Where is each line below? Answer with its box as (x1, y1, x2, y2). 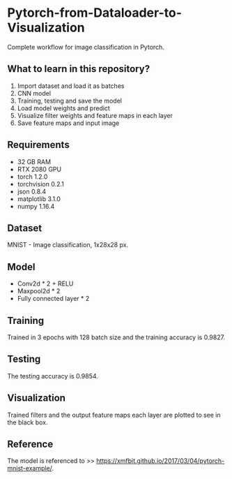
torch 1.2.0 (17, 172, 48, 181)
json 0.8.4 (17, 187, 47, 196)
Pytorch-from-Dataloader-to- (7, 5, 183, 21)
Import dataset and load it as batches (17, 82, 125, 90)
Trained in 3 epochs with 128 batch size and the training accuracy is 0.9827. (7, 333, 225, 341)
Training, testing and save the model (17, 96, 122, 105)
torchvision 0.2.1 (17, 179, 64, 188)
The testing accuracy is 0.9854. (7, 371, 99, 380)
